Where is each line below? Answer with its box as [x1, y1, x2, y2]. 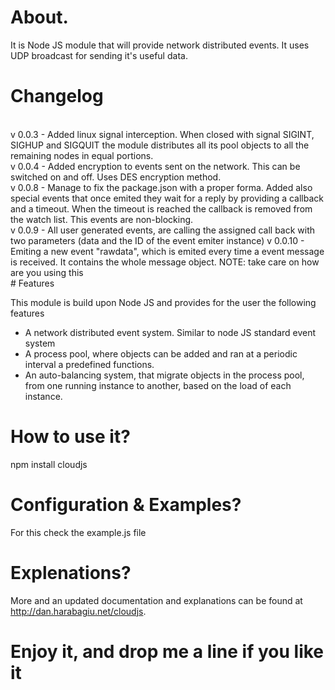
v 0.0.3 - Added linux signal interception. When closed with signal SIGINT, [10, 128, 315, 140]
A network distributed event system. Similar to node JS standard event [24, 326, 317, 338]
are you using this [10, 266, 84, 278]
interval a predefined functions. [24, 358, 155, 370]
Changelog [10, 85, 104, 108]
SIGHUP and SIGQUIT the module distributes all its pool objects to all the [10, 139, 310, 151]
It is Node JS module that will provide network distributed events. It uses [10, 39, 310, 51]
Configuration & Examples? [10, 494, 242, 516]
